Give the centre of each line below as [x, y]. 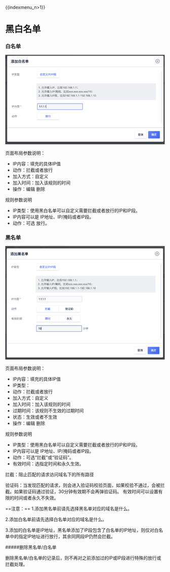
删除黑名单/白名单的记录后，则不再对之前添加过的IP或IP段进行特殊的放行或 [83, 558]
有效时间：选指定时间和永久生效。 [48, 464]
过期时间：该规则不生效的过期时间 [48, 411]
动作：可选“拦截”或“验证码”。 [43, 458]
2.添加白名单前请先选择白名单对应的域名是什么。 [56, 519]
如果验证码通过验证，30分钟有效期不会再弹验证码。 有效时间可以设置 [86, 492]
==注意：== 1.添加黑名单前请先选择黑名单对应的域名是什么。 [69, 509]
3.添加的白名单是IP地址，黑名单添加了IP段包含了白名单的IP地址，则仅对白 [82, 530]
